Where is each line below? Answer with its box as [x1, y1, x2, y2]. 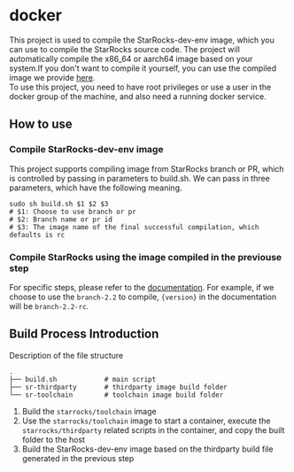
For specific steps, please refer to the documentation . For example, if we [9, 282, 275, 292]
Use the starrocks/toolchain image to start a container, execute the [21, 415, 271, 426]
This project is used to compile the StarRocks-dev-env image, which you [9, 35, 275, 45]
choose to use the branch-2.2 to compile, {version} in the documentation [9, 291, 277, 302]
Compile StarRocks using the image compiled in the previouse [9, 251, 282, 263]
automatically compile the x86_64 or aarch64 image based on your [9, 53, 253, 64]
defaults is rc [9, 230, 66, 239]
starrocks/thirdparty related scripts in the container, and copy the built [21, 424, 285, 435]
